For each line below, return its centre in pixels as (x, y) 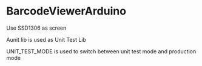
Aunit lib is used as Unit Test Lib (46, 39)
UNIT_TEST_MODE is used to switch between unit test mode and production (101, 51)
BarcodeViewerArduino (66, 11)
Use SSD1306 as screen (36, 28)
